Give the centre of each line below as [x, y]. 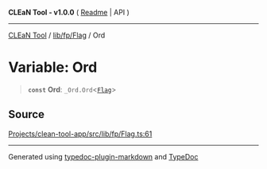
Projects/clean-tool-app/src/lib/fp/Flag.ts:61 [80, 134]
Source [27, 114]
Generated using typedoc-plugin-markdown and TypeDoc [103, 156]
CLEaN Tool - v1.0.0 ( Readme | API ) [69, 12]
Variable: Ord [53, 67]
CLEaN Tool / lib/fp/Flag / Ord [57, 35]
